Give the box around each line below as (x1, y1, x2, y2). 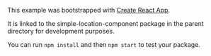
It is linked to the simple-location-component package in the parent (7, 20, 204, 27)
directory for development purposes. (7, 27, 115, 35)
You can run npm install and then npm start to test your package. (7, 41, 200, 48)
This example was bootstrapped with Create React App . (7, 6, 171, 14)
